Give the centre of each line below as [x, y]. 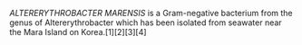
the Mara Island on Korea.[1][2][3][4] [78, 32]
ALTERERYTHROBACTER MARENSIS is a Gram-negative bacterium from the [151, 13]
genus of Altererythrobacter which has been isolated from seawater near [146, 22]
